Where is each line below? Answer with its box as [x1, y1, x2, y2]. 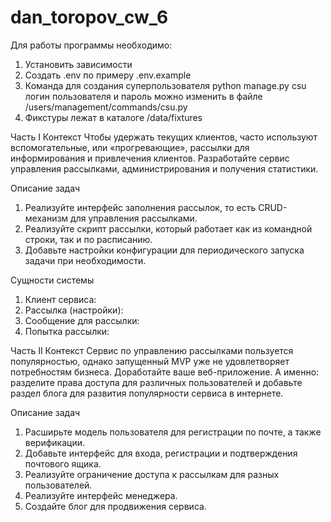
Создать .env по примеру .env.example [24, 69, 192, 81]
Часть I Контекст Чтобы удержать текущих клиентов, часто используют [10, 131, 318, 143]
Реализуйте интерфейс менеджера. [24, 489, 178, 501]
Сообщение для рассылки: [24, 314, 140, 326]
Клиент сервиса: [24, 293, 97, 305]
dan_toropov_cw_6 [10, 6, 169, 29]
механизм [24, 212, 69, 224]
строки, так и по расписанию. [24, 233, 153, 245]
